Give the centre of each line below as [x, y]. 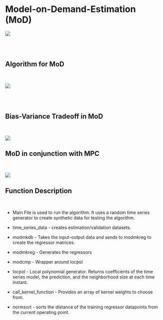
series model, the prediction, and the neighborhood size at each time [83, 277]
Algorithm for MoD [35, 64]
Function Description [39, 191]
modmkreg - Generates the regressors [52, 252]
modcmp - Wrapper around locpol [47, 262]
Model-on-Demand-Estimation [70, 9]
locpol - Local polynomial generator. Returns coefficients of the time [83, 272]
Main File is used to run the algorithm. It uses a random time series [81, 213]
